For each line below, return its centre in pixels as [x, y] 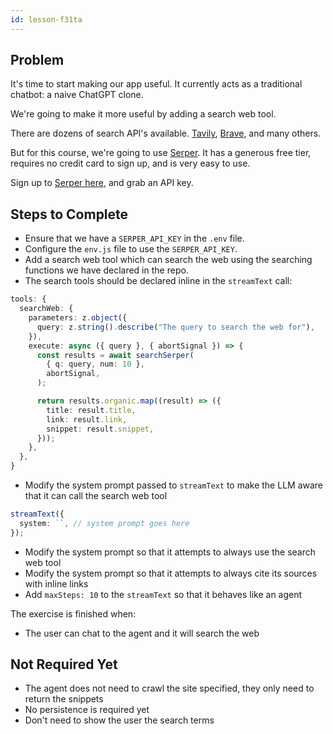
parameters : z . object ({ [78, 318]
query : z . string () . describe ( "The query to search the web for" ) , [175, 327]
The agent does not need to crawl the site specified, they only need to [169, 688]
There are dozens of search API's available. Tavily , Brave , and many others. [166, 133]
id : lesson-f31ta [46, 19]
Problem [37, 60]
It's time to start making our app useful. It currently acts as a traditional [156, 84]
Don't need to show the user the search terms [119, 720]
